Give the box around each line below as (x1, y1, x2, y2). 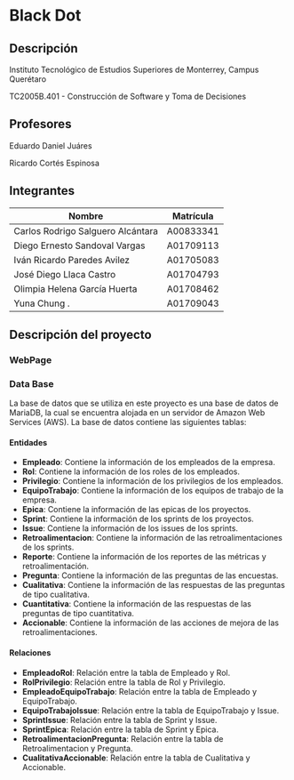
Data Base (9, 377, 54, 390)
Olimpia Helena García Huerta (13, 282, 138, 294)
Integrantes (9, 183, 75, 198)
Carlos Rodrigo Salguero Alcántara (13, 224, 158, 237)
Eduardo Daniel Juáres (9, 140, 92, 151)
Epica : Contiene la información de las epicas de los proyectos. (21, 504, 251, 515)
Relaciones (9, 647, 52, 658)
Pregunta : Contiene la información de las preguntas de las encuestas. (21, 570, 279, 581)
